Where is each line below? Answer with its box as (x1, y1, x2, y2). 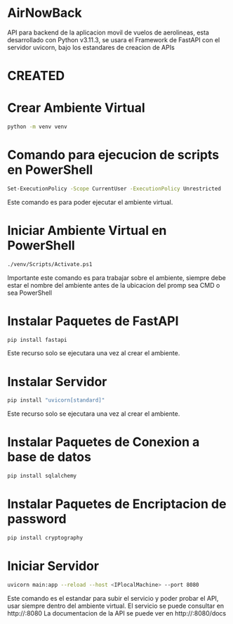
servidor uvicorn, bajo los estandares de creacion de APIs (7, 43, 175, 51)
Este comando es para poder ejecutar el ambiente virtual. (7, 198, 173, 206)
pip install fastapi (7, 336, 68, 343)
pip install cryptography (7, 534, 83, 541)
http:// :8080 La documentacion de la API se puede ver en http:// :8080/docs (7, 609, 227, 617)
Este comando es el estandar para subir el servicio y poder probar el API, (7, 594, 219, 602)
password (7, 511, 67, 527)
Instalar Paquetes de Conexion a (7, 434, 200, 450)
